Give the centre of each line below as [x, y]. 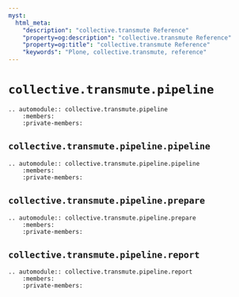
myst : [17, 15]
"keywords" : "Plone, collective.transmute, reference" [115, 52]
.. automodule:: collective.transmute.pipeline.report [101, 272]
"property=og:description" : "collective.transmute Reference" [127, 38]
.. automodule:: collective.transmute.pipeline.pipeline [104, 164]
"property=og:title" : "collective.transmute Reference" [117, 45]
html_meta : [33, 23]
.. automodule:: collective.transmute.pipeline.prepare [102, 218]
